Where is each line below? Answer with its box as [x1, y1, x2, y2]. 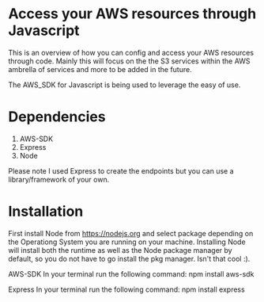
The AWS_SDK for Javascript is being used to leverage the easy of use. [8, 80, 241, 90]
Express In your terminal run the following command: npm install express [8, 285, 245, 294]
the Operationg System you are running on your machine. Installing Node [8, 237, 247, 247]
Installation [8, 203, 84, 220]
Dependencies [8, 108, 106, 126]
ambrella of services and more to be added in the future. [8, 64, 192, 74]
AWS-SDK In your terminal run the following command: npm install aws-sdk [8, 269, 255, 278]
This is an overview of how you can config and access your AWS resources [8, 48, 255, 57]
